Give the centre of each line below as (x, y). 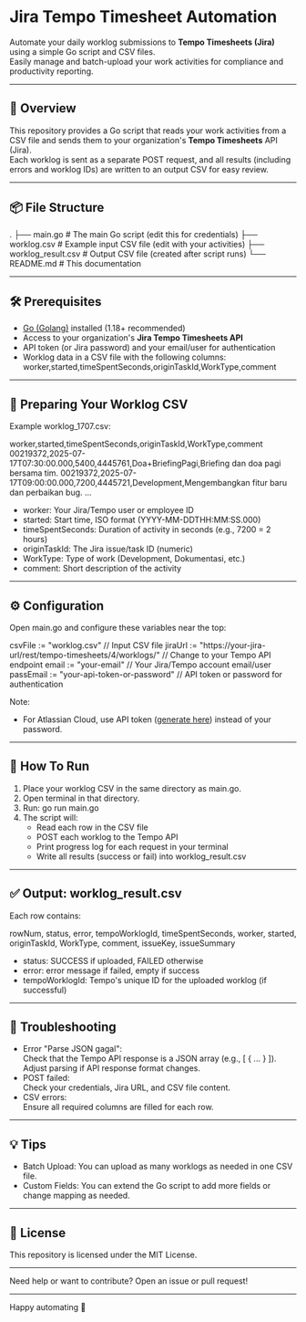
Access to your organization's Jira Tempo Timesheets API (133, 338)
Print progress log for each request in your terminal (133, 846)
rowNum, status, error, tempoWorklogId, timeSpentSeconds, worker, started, (153, 933)
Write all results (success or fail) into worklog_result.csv (141, 856)
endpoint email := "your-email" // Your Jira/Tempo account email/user (140, 665)
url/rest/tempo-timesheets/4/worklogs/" (85, 655)
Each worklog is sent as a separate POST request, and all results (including (150, 159)
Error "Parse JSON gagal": (72, 1049)
